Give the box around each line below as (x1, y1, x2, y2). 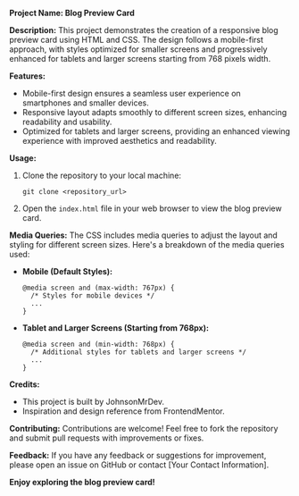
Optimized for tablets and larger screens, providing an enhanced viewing (21, 126, 291, 137)
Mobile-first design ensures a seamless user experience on (21, 88, 241, 98)
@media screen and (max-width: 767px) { (21, 283, 175, 292)
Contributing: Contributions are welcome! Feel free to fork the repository (9, 424, 278, 433)
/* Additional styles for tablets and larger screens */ (30, 348, 247, 357)
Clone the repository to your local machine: (21, 170, 181, 181)
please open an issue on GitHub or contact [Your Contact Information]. (9, 459, 270, 470)
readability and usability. (21, 116, 112, 127)
